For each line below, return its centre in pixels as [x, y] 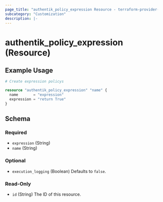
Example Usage [29, 70]
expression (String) [31, 143]
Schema [18, 119]
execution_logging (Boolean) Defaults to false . [59, 171]
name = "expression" [37, 95]
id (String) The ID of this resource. [47, 194]
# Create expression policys [34, 82]
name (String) [24, 148]
